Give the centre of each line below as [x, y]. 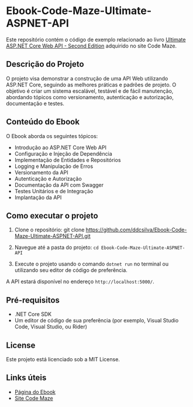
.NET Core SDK [33, 314]
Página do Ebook [35, 392]
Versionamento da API [41, 172]
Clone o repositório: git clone [49, 230]
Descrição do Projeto [45, 64]
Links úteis [26, 378]
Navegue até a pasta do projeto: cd [56, 247]
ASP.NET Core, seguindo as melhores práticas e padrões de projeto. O [91, 85]
